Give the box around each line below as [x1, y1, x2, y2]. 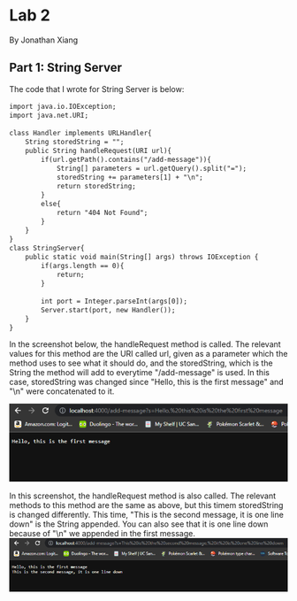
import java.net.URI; [9, 111, 89, 119]
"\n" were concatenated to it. [9, 386, 115, 397]
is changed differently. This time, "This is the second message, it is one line [9, 510, 285, 520]
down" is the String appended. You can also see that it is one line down [9, 519, 269, 529]
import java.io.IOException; [9, 102, 117, 111]
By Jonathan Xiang [9, 35, 79, 45]
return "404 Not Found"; [56, 208, 148, 217]
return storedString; [56, 181, 137, 190]
